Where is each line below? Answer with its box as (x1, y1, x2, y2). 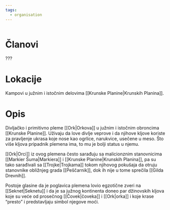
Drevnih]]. (5, 173, 27, 179)
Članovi (5, 39, 39, 50)
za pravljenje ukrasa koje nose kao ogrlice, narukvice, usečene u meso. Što (5, 136, 164, 142)
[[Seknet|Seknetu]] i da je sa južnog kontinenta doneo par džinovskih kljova (5, 188, 164, 194)
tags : (5, 7, 17, 13)
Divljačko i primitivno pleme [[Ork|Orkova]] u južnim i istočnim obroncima (5, 125, 159, 131)
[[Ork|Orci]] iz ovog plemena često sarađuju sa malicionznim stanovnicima (5, 151, 162, 157)
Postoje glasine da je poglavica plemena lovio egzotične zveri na (5, 182, 141, 189)
